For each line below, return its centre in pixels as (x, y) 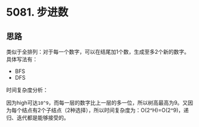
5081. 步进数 (37, 12)
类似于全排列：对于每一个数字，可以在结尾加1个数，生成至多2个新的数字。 (98, 52)
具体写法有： (22, 59)
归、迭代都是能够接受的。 (38, 118)
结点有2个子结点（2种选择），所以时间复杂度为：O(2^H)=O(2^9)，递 (105, 110)
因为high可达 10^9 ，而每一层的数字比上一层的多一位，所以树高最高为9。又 (97, 103)
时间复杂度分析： (27, 90)
